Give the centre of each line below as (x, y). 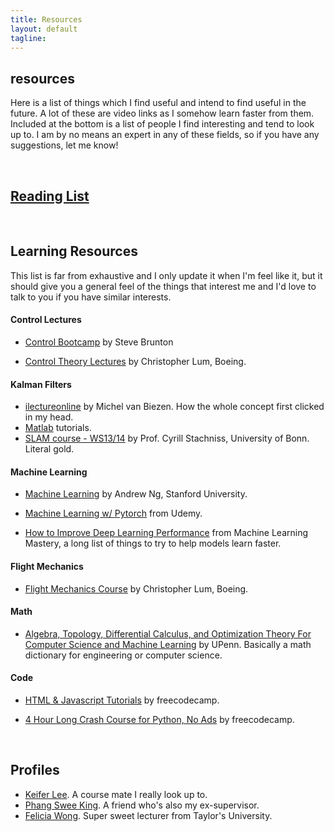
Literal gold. (49, 449)
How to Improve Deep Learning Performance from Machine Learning (166, 533)
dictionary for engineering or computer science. (123, 655)
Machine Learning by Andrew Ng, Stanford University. (136, 494)
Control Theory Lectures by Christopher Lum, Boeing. (135, 362)
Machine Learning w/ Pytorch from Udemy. (113, 513)
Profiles (35, 770)
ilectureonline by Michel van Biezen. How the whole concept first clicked (174, 407)
